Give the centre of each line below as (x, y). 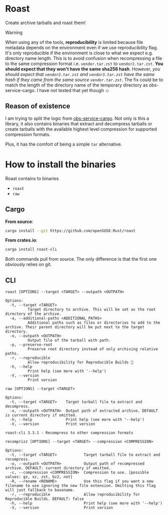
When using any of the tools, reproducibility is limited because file (74, 42)
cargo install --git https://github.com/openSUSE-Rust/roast (70, 231)
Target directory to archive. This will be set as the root (92, 310)
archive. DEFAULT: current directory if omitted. (58, 468)
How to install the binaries (61, 164)
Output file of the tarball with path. (69, 340)
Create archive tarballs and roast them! (46, 23)
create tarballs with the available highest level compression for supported (81, 129)
